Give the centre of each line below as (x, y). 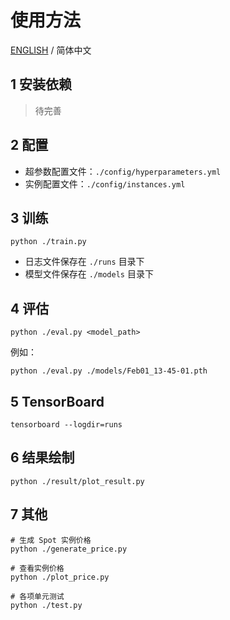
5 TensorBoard (57, 401)
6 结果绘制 (42, 457)
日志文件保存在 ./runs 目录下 (84, 262)
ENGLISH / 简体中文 (51, 50)
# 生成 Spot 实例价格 (51, 540)
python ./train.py (48, 242)
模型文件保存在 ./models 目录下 (89, 274)
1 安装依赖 (41, 84)
